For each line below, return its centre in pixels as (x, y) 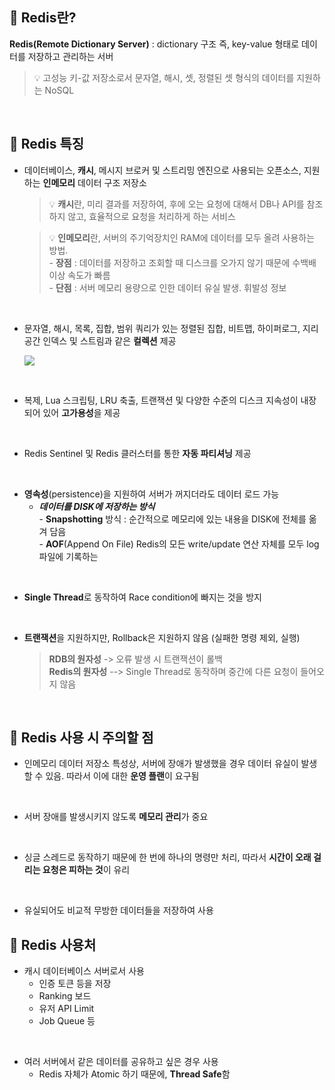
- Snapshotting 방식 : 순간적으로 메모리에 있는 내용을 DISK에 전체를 (172, 519)
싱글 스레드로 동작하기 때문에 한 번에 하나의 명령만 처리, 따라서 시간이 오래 (167, 857)
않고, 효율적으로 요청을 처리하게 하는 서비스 (151, 216)
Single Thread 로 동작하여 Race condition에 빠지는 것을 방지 (142, 597)
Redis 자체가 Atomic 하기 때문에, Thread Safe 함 (134, 1074)
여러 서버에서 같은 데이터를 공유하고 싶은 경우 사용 (121, 1062)
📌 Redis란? (43, 18)
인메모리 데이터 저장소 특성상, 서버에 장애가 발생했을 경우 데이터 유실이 (161, 764)
